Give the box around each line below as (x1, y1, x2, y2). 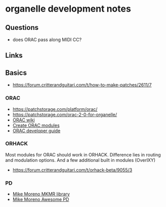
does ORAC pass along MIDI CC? (12, 36, 82, 43)
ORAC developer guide (12, 128, 61, 134)
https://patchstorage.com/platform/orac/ (12, 106, 98, 112)
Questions (5, 23, 39, 32)
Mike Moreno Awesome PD (12, 196, 69, 202)
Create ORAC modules (12, 122, 60, 128)
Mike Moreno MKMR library (12, 191, 70, 197)
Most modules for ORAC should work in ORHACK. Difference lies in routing (5, 151, 161, 157)
